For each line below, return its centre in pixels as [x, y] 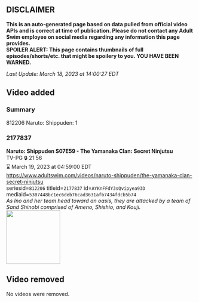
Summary [21, 110]
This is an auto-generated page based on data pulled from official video [97, 24]
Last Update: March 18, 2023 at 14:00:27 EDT [63, 73]
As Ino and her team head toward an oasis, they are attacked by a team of [98, 201]
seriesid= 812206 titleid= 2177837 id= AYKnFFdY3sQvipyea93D [76, 188]
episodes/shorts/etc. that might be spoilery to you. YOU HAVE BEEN [93, 56]
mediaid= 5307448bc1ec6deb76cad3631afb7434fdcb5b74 [71, 194]
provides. [19, 43]
